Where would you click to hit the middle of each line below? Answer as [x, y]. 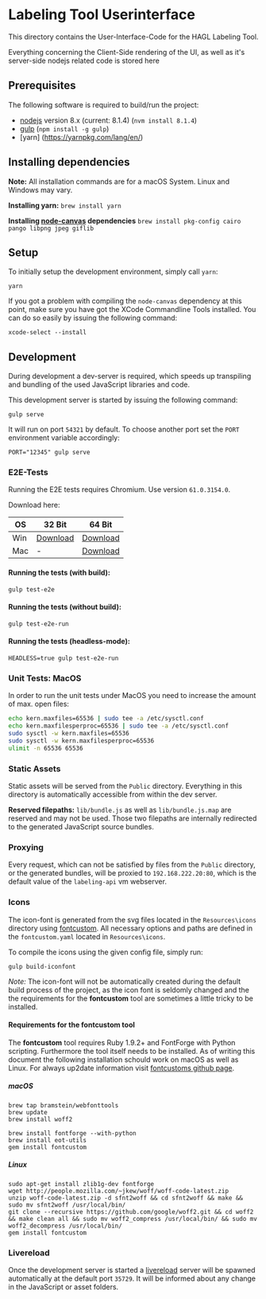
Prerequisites [42, 86]
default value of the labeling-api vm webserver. [87, 882]
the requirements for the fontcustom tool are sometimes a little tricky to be [131, 998]
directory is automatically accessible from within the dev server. [113, 794]
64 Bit [101, 525]
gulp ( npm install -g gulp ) [64, 128]
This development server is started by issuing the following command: [123, 400]
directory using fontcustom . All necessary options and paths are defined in [130, 928]
